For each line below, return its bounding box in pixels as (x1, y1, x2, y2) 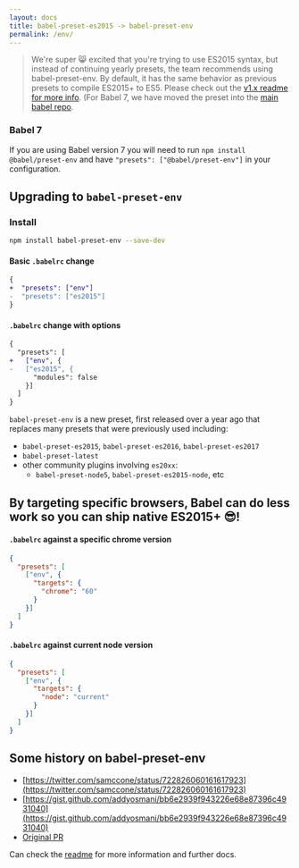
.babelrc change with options (9, 319, 121, 331)
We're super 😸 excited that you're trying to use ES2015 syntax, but (30, 55, 278, 65)
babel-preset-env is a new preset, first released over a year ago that (9, 414, 261, 425)
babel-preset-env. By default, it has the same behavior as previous (30, 73, 277, 84)
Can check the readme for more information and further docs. (9, 848, 237, 859)
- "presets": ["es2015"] (9, 292, 105, 301)
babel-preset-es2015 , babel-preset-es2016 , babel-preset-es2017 (21, 441, 260, 451)
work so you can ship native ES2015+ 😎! (9, 509, 241, 524)
